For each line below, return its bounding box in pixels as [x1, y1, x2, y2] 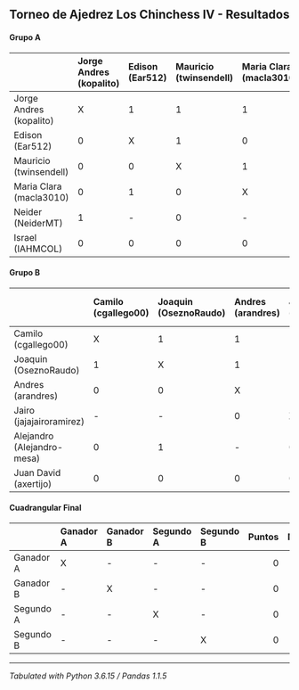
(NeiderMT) [13, 217, 63, 229]
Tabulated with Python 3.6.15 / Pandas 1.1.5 [9, 670, 167, 681]
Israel [13, 231, 37, 243]
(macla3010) [13, 191, 69, 203]
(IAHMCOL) [13, 242, 63, 255]
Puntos [247, 530, 279, 543]
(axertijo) [13, 477, 53, 489]
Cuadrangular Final [9, 503, 82, 513]
